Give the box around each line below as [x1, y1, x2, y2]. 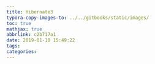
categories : [6, 49, 37, 55]
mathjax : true [6, 26, 43, 32]
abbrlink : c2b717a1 [6, 32, 56, 38]
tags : [6, 43, 20, 49]
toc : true [6, 20, 32, 26]
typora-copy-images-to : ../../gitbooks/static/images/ [6, 15, 149, 21]
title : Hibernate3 [6, 9, 53, 15]
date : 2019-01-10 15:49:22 [6, 37, 75, 43]
